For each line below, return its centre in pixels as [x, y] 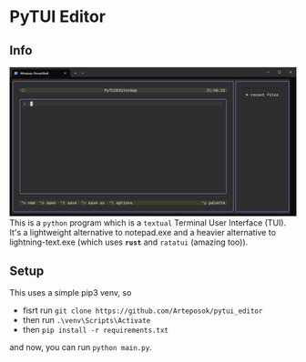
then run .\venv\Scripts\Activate [87, 320]
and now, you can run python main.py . [81, 347]
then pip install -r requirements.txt [95, 330]
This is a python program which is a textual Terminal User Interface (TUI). [148, 223]
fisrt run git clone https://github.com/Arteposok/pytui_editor [143, 310]
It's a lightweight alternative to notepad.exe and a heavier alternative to [143, 233]
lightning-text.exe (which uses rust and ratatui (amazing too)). [129, 242]
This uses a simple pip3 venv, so [71, 293]
